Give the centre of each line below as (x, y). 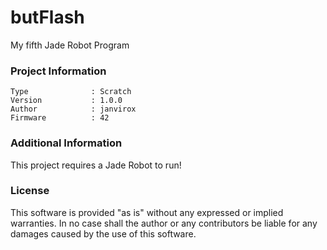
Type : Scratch (71, 92)
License (30, 191)
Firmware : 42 (60, 118)
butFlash (47, 17)
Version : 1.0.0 (66, 101)
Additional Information (66, 143)
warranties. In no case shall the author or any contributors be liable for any (164, 223)
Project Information (58, 71)
